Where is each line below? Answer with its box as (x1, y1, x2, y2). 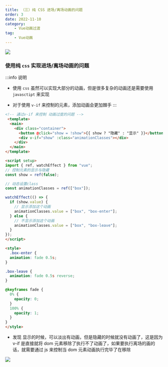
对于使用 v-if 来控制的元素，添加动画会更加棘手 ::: (12, 102, 117, 108)
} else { (9, 213, 28, 218)
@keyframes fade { (5, 287, 43, 292)
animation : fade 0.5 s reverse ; (9, 273, 75, 278)
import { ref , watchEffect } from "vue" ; (5, 163, 93, 168)
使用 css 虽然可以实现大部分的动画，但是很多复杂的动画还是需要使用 (12, 85, 153, 91)
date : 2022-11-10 (5, 17, 41, 22)
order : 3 (5, 12, 23, 17)
